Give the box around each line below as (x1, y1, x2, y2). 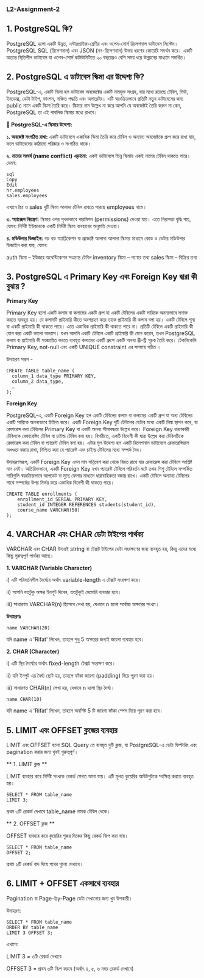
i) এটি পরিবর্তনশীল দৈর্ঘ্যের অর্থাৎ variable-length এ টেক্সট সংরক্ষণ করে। (6, 576, 142, 584)
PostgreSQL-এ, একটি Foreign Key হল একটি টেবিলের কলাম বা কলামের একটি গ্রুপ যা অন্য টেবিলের (6, 411, 193, 419)
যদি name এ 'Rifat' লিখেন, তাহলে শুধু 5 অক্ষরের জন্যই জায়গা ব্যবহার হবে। (6, 636, 145, 643)
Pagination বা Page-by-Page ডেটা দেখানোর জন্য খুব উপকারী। (6, 894, 133, 902)
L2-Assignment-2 (6, 5, 60, 13)
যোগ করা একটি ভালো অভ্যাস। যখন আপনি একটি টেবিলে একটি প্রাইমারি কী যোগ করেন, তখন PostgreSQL (6, 330, 195, 337)
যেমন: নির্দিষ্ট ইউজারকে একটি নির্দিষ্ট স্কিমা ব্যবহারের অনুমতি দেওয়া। (6, 222, 121, 230)
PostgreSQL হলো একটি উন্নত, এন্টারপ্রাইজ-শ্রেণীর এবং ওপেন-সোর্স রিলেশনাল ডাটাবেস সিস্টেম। (6, 40, 178, 47)
